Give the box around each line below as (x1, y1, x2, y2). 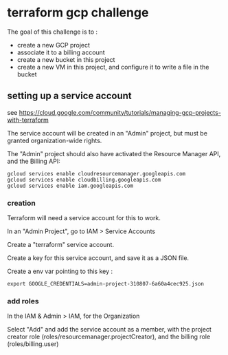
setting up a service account (7, 90, 132, 102)
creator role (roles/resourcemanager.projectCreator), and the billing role (7, 332, 211, 341)
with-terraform (7, 116, 49, 124)
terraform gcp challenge (7, 5, 149, 21)
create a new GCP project (16, 41, 91, 49)
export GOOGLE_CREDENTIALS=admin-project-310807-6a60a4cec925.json (7, 281, 205, 288)
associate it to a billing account (16, 48, 105, 56)
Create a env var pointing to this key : (7, 267, 113, 276)
